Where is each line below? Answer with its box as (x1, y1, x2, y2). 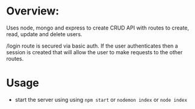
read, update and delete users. (6, 30, 82, 37)
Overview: (6, 4, 60, 18)
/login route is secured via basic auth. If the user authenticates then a (6, 42, 179, 49)
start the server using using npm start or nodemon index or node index (14, 96, 188, 103)
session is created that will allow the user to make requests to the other (6, 48, 183, 55)
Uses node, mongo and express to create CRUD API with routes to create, (6, 24, 190, 31)
